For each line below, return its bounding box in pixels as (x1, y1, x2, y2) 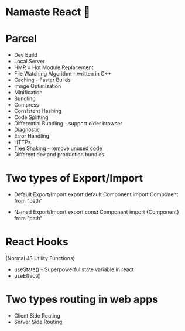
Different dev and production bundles (13, 151, 105, 158)
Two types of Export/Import (5, 172, 143, 185)
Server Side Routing (13, 318, 63, 325)
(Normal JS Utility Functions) (5, 255, 76, 261)
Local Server (13, 58, 45, 65)
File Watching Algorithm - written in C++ (13, 70, 112, 77)
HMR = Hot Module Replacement (13, 64, 94, 71)
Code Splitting (13, 114, 49, 121)
